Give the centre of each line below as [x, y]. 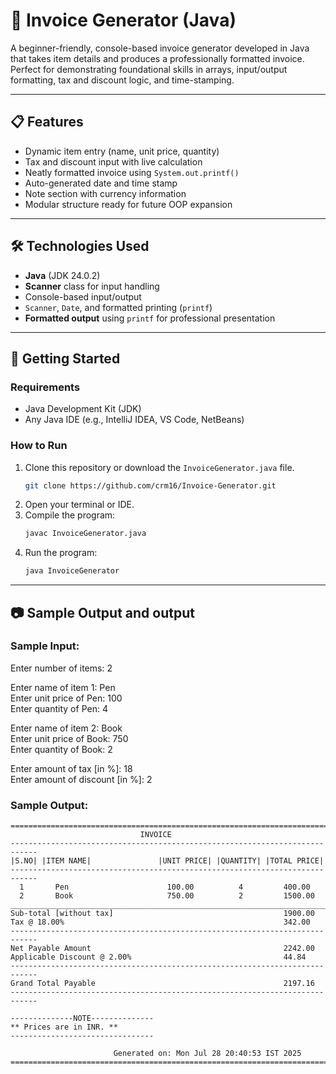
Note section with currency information [105, 193]
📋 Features [47, 122]
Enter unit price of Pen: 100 [66, 698]
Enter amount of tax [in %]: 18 [71, 768]
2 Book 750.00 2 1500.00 [167, 896]
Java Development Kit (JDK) [83, 409]
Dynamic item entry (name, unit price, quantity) [122, 151]
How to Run [39, 446]
